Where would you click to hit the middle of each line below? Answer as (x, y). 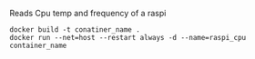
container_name (38, 45)
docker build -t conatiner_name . (75, 30)
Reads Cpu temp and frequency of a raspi (88, 13)
